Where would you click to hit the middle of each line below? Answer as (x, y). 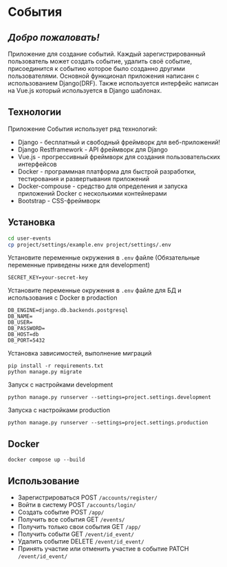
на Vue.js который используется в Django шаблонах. (85, 91)
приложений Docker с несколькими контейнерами (92, 193)
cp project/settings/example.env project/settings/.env (89, 245)
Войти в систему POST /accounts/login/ (77, 505)
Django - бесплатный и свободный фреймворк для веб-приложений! (119, 142)
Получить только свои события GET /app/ (79, 527)
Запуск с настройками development (60, 385)
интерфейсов (37, 164)
